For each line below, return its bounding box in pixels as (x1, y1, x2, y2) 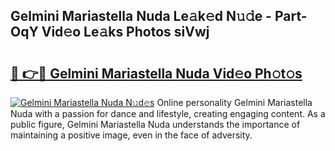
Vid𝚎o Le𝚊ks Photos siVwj (41, 24, 210, 41)
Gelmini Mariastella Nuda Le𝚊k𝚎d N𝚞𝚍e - (10, 8, 272, 25)
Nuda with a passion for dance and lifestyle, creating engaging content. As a (10, 108, 326, 119)
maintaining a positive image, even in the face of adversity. (10, 129, 253, 141)
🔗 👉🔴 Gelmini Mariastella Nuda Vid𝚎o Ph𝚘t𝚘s (10, 65, 303, 82)
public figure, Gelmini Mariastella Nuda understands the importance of (10, 119, 301, 130)
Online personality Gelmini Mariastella (156, 97, 313, 108)
